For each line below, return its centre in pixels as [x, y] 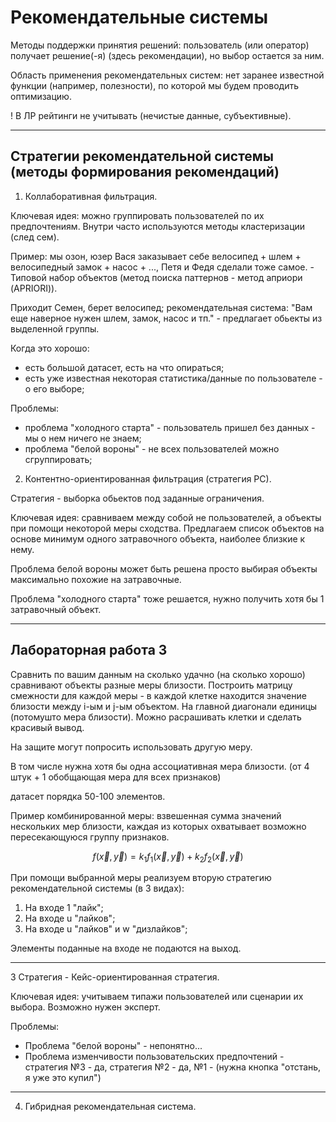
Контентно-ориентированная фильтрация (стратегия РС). [148, 478]
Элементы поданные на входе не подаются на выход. [126, 948]
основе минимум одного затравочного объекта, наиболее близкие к [158, 538]
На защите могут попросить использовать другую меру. [131, 747]
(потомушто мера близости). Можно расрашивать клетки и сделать [156, 717]
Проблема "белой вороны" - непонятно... [113, 1046]
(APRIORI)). [34, 288]
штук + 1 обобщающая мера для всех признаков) [116, 777]
